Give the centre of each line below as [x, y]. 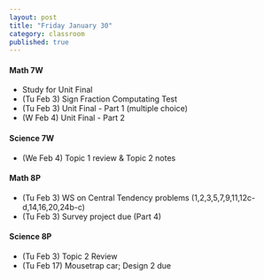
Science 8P [31, 237]
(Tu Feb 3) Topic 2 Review [70, 256]
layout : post [33, 17]
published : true [39, 42]
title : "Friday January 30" [61, 26]
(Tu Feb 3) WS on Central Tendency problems [105, 197]
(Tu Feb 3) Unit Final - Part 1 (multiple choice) [105, 109]
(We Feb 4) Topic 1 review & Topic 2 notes [99, 158]
